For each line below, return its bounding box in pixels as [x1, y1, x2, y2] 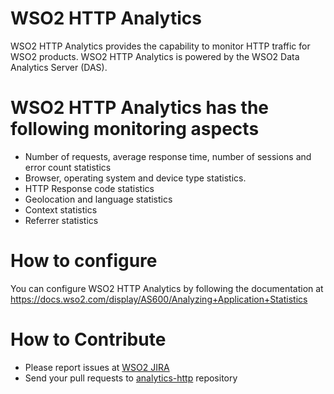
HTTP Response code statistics [24, 182, 155, 194]
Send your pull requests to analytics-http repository [24, 372, 238, 384]
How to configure [10, 250, 158, 272]
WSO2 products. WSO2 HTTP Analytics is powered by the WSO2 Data [10, 50, 300, 62]
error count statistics [24, 161, 112, 173]
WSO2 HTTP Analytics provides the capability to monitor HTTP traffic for [10, 40, 311, 52]
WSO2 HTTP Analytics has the [10, 97, 269, 119]
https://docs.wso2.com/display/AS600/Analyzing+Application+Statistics [10, 293, 308, 305]
